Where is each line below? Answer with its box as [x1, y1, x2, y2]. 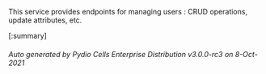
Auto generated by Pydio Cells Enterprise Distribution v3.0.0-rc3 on [8, 49, 234, 59]
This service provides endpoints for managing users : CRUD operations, [8, 7, 248, 16]
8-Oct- [234, 49, 259, 59]
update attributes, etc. [8, 15, 82, 25]
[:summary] [8, 31, 47, 40]
